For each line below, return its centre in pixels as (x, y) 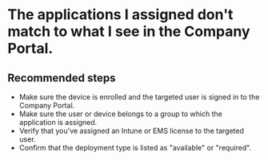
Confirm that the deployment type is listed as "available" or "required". (135, 148)
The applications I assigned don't (120, 15)
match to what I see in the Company (129, 31)
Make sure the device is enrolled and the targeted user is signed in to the (139, 97)
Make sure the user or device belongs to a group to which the (121, 114)
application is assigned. (58, 122)
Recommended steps (62, 78)
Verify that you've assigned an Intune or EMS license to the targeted (132, 131)
